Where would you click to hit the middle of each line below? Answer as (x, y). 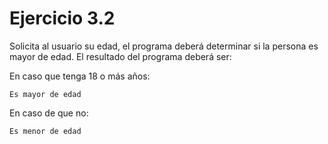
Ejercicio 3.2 (62, 18)
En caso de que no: (49, 113)
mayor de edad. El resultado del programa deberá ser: (120, 56)
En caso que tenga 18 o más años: (80, 76)
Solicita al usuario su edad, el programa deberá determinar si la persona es (164, 46)
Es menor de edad (45, 131)
